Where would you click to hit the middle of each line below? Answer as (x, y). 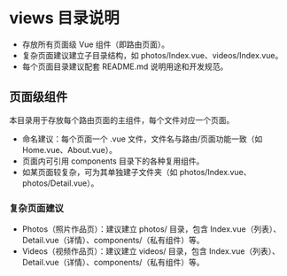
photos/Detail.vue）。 (60, 183)
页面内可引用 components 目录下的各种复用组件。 (113, 161)
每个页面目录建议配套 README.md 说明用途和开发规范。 (125, 66)
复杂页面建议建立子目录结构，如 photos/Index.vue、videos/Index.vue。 (152, 55)
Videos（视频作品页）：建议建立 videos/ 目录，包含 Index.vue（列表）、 (151, 251)
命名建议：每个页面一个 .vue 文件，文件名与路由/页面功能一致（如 (142, 139)
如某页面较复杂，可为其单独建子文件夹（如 (100, 172)
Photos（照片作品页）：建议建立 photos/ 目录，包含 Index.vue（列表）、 (151, 229)
